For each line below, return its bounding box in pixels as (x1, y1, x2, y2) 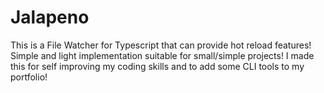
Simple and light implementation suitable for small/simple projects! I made (10, 49, 315, 61)
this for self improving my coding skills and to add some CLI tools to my (10, 60, 305, 72)
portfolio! (10, 71, 48, 83)
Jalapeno (10, 6, 90, 29)
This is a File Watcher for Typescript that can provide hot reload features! (10, 39, 312, 51)
